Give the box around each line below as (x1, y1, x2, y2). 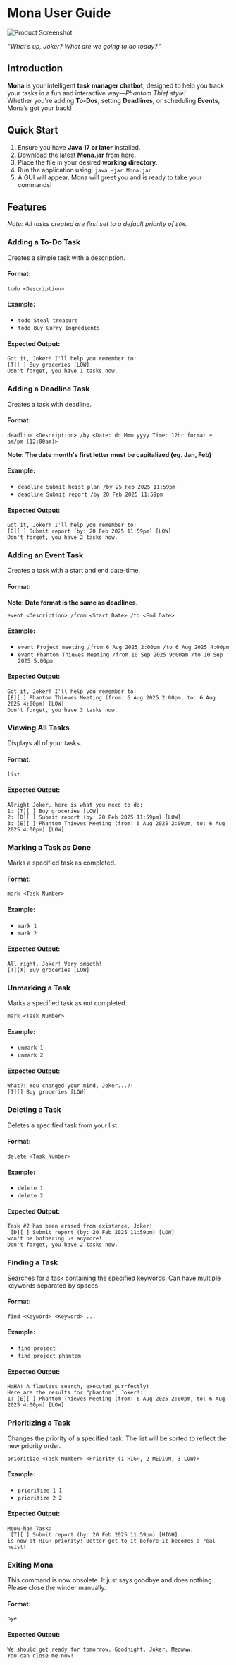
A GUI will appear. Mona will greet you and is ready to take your (17, 173, 202, 182)
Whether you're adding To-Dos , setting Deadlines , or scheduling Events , (7, 96, 221, 105)
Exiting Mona (7, 1560, 54, 1570)
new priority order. (7, 1441, 61, 1450)
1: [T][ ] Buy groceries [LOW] (7, 807, 99, 814)
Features (7, 201, 47, 213)
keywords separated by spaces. (7, 1281, 100, 1290)
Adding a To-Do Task (7, 237, 81, 247)
